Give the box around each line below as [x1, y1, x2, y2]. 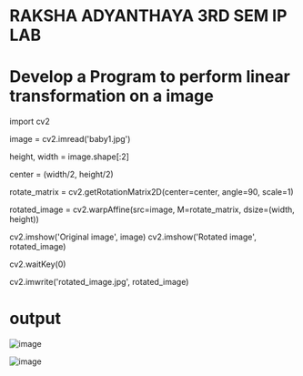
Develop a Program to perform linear [9, 66, 291, 87]
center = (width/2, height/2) [9, 169, 114, 180]
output [9, 309, 62, 329]
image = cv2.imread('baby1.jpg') [9, 134, 131, 145]
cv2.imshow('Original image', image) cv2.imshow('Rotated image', [9, 231, 257, 242]
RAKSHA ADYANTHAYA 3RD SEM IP [9, 5, 288, 26]
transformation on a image [9, 86, 214, 107]
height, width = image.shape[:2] [9, 151, 130, 162]
